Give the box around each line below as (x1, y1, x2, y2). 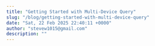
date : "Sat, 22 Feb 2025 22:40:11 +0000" (6, 20, 112, 26)
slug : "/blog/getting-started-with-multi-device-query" (6, 14, 150, 20)
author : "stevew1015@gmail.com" (6, 25, 87, 32)
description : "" (6, 31, 47, 37)
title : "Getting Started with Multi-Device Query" (6, 8, 136, 15)
